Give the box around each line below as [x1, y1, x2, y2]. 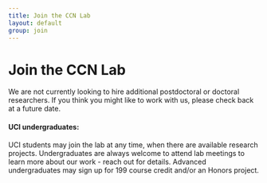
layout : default [8, 19, 62, 27]
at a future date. [8, 104, 61, 114]
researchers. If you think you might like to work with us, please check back [8, 95, 254, 105]
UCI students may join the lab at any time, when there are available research [8, 140, 259, 150]
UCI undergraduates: [8, 122, 80, 131]
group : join [8, 26, 48, 34]
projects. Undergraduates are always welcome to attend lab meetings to [8, 148, 245, 158]
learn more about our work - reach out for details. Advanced [8, 157, 206, 166]
